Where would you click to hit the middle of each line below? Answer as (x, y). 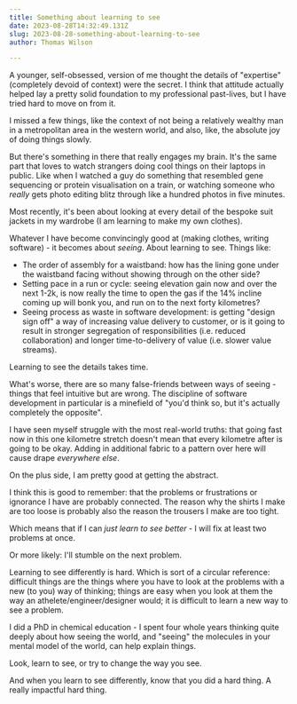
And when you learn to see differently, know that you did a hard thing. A (141, 681)
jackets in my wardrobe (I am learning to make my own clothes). (126, 221)
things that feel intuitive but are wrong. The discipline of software (128, 394)
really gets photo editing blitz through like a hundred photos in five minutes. (147, 194)
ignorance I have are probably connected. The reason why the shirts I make (147, 502)
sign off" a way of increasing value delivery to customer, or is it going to (153, 321)
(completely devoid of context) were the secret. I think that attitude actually (147, 84)
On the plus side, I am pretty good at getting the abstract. (114, 475)
